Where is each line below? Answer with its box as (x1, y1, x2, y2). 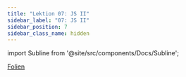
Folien (7, 62, 25, 71)
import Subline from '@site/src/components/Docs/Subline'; (7, 49, 180, 57)
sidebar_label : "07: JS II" (7, 17, 90, 24)
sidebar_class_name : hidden (7, 29, 90, 37)
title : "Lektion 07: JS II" (7, 10, 90, 17)
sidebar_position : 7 (7, 23, 68, 30)
